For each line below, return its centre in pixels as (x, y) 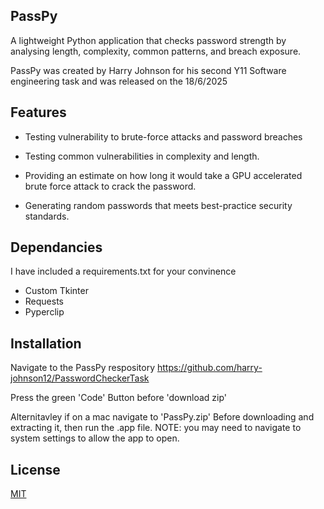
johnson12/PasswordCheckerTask (80, 378)
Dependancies (56, 247)
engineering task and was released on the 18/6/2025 (119, 81)
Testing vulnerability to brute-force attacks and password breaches (163, 136)
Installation (46, 343)
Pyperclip (44, 312)
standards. (47, 216)
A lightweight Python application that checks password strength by (148, 40)
